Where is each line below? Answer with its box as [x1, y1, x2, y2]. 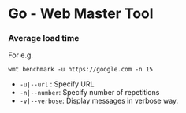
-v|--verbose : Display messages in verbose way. [19, 96, 179, 106]
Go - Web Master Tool [8, 5, 154, 23]
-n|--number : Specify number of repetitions [19, 88, 160, 97]
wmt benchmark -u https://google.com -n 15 [8, 66, 154, 74]
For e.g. [8, 50, 34, 60]
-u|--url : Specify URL [19, 79, 95, 89]
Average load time [8, 33, 80, 44]
